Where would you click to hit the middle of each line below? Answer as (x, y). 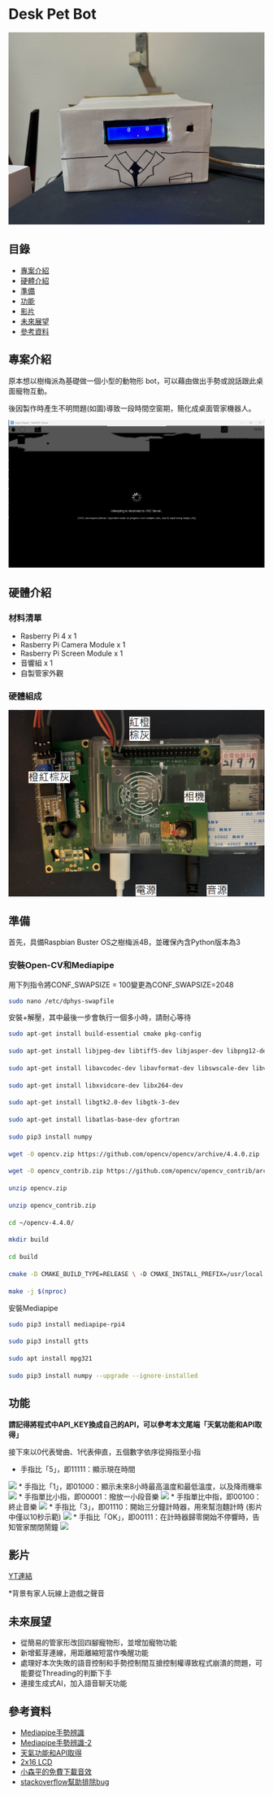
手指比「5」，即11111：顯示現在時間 (78, 1469)
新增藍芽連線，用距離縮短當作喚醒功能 (84, 1653)
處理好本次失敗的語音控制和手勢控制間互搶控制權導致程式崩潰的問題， (138, 1663)
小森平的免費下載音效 (56, 1771)
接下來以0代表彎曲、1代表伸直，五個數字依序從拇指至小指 (105, 1452)
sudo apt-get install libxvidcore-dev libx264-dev (96, 1085)
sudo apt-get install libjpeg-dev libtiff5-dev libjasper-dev (116, 1051)
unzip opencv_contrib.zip (52, 1205)
